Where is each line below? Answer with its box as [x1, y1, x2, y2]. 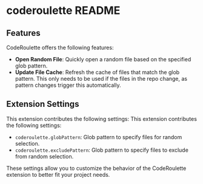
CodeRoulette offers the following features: [6, 44, 114, 51]
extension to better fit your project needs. [6, 171, 110, 178]
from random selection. [15, 152, 74, 160]
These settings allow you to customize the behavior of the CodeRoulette [6, 165, 187, 172]
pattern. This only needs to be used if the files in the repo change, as [15, 75, 188, 82]
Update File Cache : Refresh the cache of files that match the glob [15, 69, 180, 76]
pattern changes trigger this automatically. [15, 81, 121, 89]
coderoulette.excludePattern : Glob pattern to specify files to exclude [15, 146, 189, 154]
